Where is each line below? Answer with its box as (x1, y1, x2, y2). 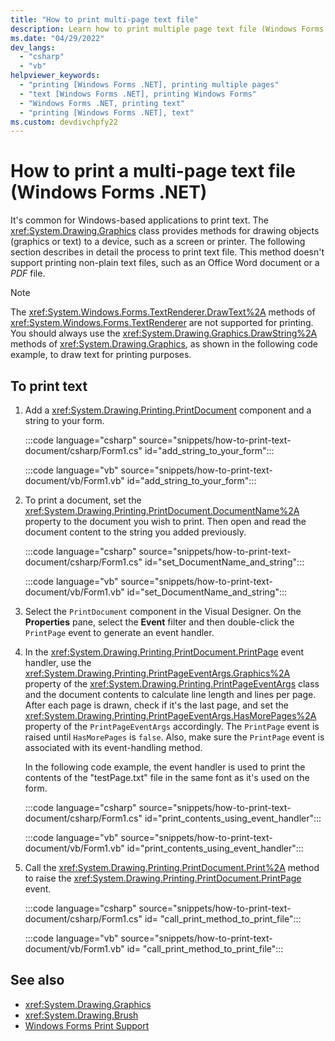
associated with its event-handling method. (24, 742, 203, 753)
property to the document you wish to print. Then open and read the (24, 516, 307, 527)
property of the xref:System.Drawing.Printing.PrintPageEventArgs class (24, 678, 320, 690)
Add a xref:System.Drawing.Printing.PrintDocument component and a (24, 404, 312, 416)
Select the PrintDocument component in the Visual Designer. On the (24, 606, 302, 617)
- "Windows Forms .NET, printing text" (19, 98, 186, 108)
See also (10, 972, 65, 989)
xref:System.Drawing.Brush (24, 1009, 139, 1021)
